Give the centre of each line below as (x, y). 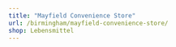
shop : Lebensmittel (41, 30)
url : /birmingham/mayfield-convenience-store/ (88, 23)
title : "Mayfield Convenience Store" (72, 16)
